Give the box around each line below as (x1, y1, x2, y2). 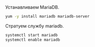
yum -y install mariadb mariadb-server (5, 14, 90, 19)
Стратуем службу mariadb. (5, 22, 64, 29)
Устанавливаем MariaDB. (5, 4, 59, 10)
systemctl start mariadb (5, 32, 58, 37)
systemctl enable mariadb (5, 37, 60, 42)
